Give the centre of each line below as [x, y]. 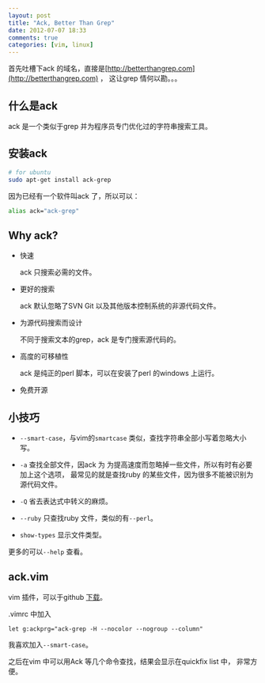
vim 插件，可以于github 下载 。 [58, 597]
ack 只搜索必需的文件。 [58, 272]
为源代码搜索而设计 [51, 323]
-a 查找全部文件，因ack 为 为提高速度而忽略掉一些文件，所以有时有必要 [136, 465]
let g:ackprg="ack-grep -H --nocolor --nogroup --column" [106, 629]
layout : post [30, 15]
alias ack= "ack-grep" [44, 211]
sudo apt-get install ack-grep [60, 180]
